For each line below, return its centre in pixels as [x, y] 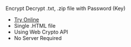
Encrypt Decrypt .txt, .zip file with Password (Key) [65, 8]
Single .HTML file [35, 26]
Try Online [26, 19]
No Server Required [38, 38]
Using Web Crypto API [41, 32]
